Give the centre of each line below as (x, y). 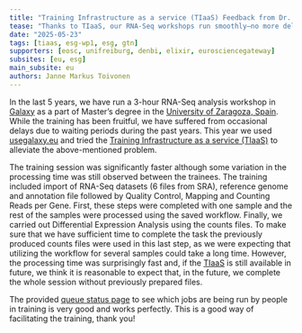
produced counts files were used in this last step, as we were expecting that (150, 243)
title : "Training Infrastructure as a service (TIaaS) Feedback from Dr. (151, 18)
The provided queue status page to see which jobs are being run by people (148, 299)
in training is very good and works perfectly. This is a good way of (132, 309)
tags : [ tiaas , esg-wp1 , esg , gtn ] (74, 43)
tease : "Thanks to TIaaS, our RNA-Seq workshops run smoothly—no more (144, 26)
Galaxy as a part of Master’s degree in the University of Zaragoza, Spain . (144, 111)
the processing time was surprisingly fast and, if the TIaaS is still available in (151, 263)
